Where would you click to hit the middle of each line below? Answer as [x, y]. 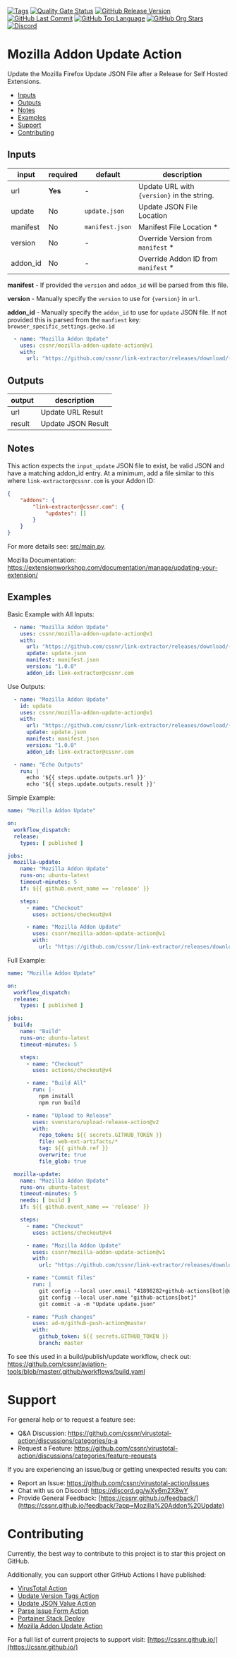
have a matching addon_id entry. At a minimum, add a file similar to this [111, 473]
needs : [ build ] [45, 1200]
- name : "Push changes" [61, 1317]
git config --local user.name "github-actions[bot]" [118, 1298]
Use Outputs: [26, 686]
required [63, 174]
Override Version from [175, 238]
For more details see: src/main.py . [57, 546]
